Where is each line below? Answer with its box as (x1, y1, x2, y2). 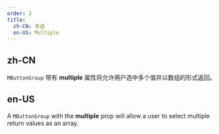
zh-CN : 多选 (13, 23, 46, 29)
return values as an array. (7, 119, 79, 127)
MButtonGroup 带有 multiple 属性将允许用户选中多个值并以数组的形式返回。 (7, 73, 216, 82)
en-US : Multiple (13, 29, 59, 36)
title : (7, 16, 26, 23)
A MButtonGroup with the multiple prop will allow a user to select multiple (7, 111, 210, 120)
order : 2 (7, 10, 32, 17)
